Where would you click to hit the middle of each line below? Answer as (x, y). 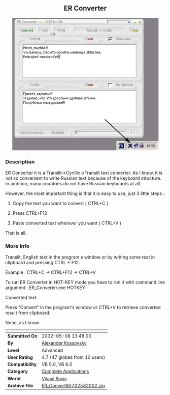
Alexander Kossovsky (64, 343)
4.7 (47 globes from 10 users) (73, 357)
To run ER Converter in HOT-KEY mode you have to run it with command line (85, 283)
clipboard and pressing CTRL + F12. (43, 263)
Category (18, 372)
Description (20, 161)
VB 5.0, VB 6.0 (57, 364)
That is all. (16, 233)
